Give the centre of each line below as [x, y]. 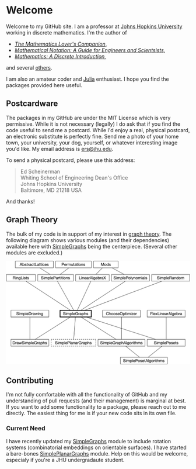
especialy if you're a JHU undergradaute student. [65, 460]
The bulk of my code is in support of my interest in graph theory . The [89, 234]
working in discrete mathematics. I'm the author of [66, 32]
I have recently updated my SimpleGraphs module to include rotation [88, 441]
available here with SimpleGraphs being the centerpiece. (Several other [92, 246]
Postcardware [32, 104]
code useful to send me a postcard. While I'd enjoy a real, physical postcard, [98, 130]
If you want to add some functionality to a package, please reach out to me [96, 407]
